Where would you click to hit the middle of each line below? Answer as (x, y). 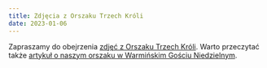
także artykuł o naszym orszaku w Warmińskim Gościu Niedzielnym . (123, 55)
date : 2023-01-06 (38, 23)
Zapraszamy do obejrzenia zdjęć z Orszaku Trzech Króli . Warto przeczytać (134, 46)
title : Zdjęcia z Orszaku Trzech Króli (76, 16)
